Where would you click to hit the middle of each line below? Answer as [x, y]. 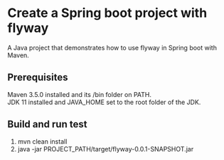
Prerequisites [38, 78]
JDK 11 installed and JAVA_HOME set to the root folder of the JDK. [104, 102]
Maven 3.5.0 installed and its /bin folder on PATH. [79, 94]
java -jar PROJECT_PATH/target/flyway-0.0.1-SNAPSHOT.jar [106, 149]
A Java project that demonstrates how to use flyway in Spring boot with [112, 47]
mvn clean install [42, 141]
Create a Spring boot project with [107, 13]
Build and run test [47, 124]
